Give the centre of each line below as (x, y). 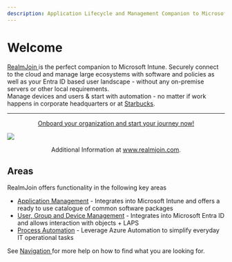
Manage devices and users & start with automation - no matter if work (107, 96)
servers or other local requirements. (58, 89)
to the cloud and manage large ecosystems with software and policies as (111, 74)
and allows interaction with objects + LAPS (78, 223)
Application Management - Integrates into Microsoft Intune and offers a (118, 201)
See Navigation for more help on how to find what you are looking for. (106, 251)
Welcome (35, 47)
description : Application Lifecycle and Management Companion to (103, 13)
